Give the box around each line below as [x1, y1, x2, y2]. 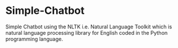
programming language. [5, 35, 64, 42]
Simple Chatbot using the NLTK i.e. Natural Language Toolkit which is [5, 23, 173, 30]
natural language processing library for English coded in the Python [5, 29, 168, 36]
